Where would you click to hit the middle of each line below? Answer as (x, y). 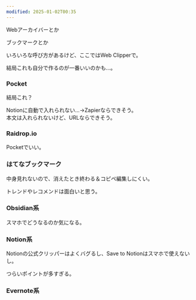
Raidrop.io (22, 134)
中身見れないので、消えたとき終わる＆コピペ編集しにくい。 (80, 178)
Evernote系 (23, 291)
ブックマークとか (27, 42)
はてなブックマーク (34, 164)
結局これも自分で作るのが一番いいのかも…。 (61, 68)
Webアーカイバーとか (33, 29)
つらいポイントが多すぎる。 (40, 274)
